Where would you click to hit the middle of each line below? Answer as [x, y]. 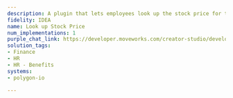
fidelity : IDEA [29, 20]
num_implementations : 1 [42, 33]
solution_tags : [29, 46]
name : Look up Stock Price [46, 26]
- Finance [21, 52]
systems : [20, 71]
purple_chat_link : [34, 39]
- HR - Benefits [31, 65]
